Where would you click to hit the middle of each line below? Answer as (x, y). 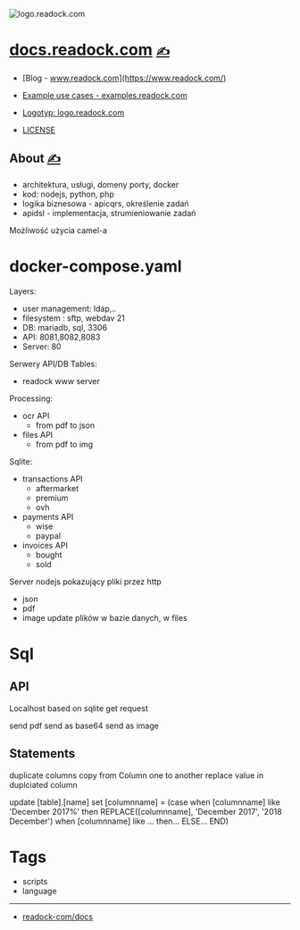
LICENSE (39, 130)
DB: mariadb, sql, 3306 (65, 327)
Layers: (23, 291)
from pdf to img (64, 444)
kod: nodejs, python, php (68, 194)
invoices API (45, 545)
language (39, 891)
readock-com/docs (58, 917)
